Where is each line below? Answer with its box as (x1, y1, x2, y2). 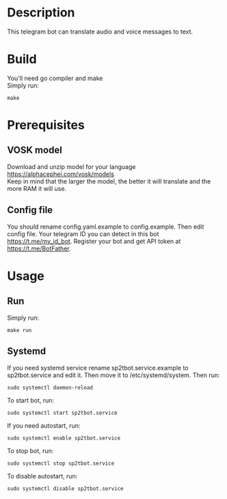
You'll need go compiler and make (7, 74, 103, 82)
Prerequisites (7, 118, 85, 133)
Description (7, 5, 75, 21)
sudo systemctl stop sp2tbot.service (7, 460, 115, 467)
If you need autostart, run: (7, 421, 81, 429)
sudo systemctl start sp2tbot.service (7, 409, 118, 416)
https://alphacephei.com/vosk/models (7, 170, 115, 178)
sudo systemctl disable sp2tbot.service (7, 485, 124, 492)
